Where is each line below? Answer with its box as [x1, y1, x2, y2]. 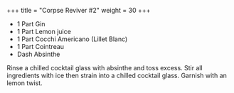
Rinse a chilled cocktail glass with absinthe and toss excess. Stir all [6, 64, 203, 72]
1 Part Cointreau [16, 43, 65, 50]
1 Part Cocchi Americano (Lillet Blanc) [16, 35, 128, 43]
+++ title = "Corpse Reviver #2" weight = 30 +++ [6, 6, 151, 14]
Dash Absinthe [16, 50, 60, 58]
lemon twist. [6, 79, 43, 87]
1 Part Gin [16, 20, 46, 28]
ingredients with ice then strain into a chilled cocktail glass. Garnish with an [6, 71, 227, 80]
